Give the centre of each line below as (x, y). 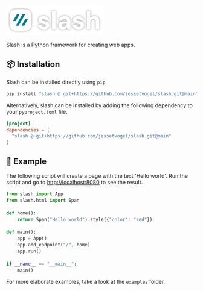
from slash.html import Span (43, 200)
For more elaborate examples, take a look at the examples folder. (86, 282)
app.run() (30, 251)
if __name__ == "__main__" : (42, 264)
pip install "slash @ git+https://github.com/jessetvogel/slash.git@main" (102, 94)
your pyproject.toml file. (37, 111)
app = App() (32, 239)
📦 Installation (33, 64)
